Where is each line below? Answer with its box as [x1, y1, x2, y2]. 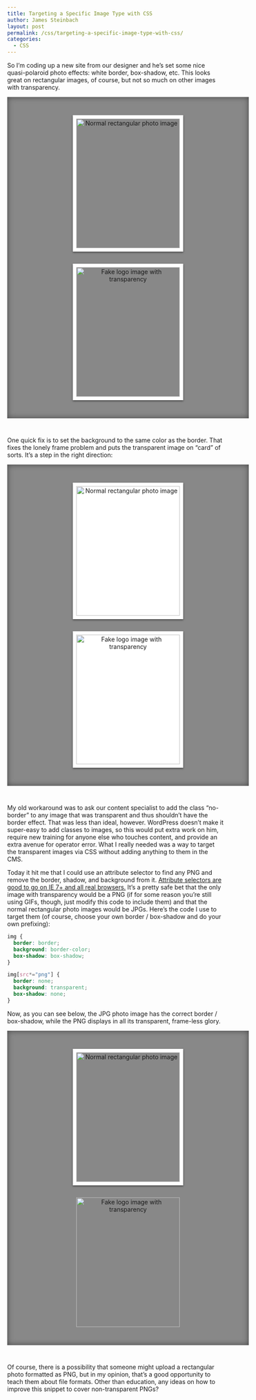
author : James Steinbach [7, 17, 79, 23]
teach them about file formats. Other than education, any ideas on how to [7, 1377, 216, 1385]
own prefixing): [7, 920, 50, 928]
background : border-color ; [13, 946, 91, 953]
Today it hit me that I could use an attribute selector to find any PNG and [7, 869, 213, 876]
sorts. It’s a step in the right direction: [7, 451, 113, 459]
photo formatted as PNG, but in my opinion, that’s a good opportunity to [7, 1370, 211, 1379]
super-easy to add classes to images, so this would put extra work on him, [7, 826, 219, 833]
